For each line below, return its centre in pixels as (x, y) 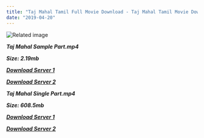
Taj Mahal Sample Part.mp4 (42, 47)
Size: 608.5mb (25, 105)
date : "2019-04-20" (31, 18)
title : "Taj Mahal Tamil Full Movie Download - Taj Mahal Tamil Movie (97, 12)
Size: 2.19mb (23, 58)
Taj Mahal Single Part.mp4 (41, 93)
